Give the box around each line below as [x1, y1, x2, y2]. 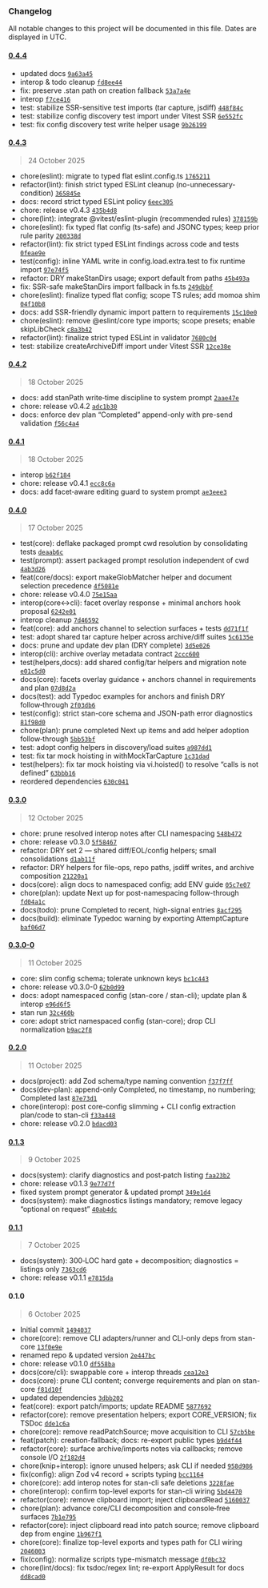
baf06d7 [19, 923, 46, 932]
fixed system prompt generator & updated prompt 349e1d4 [19, 1187, 211, 1197]
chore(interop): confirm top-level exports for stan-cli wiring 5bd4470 [19, 1486, 242, 1496]
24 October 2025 [27, 155, 86, 165]
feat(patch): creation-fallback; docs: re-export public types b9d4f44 [19, 1435, 242, 1445]
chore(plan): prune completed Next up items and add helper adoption [19, 726, 250, 736]
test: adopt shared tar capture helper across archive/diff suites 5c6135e [19, 632, 254, 642]
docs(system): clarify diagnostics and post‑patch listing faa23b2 [19, 1170, 230, 1180]
